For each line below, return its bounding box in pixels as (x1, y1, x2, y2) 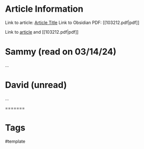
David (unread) (5, 80, 67, 91)
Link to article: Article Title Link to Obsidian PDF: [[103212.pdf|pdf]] (5, 20, 140, 25)
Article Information (5, 3, 84, 15)
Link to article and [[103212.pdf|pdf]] (5, 29, 79, 35)
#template (5, 138, 26, 144)
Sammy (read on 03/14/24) (5, 46, 117, 57)
